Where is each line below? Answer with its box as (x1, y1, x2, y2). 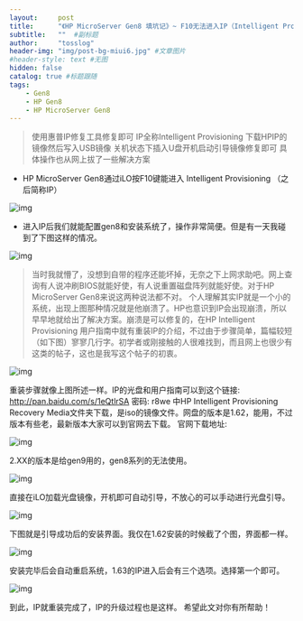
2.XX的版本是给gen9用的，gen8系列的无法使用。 (9, 455, 192, 466)
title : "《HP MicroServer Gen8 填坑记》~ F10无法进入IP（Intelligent (9, 22, 280, 31)
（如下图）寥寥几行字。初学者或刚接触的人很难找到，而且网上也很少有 (31, 337, 293, 348)
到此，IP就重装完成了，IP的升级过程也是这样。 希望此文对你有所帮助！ (9, 602, 271, 613)
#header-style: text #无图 (9, 55, 108, 64)
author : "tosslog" (9, 38, 95, 48)
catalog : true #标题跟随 (9, 72, 97, 81)
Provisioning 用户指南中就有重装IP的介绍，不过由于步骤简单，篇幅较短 (31, 326, 293, 337)
